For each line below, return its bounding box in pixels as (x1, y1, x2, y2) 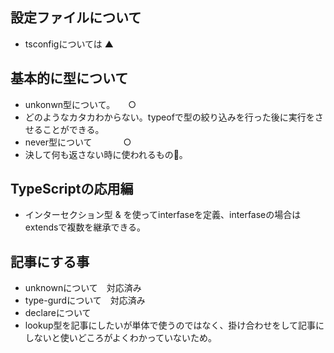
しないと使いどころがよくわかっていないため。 (24, 332, 217, 344)
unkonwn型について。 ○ (24, 98, 137, 110)
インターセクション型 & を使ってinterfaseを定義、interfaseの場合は (24, 209, 302, 221)
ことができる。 (42, 123, 105, 135)
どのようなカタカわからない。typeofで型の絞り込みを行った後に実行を (24, 111, 315, 123)
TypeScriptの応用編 (10, 181, 134, 198)
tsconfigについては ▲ (24, 38, 114, 50)
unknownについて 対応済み (24, 282, 142, 294)
